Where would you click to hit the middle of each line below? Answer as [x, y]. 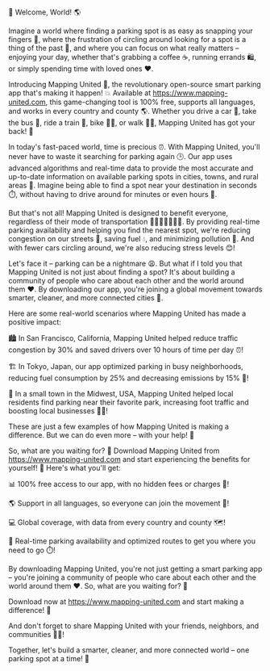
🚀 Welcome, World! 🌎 [45, 12]
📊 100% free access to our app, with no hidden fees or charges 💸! [119, 484]
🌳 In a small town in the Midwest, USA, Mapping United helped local [121, 394]
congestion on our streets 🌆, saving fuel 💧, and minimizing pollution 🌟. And [131, 239]
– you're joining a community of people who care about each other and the [132, 577]
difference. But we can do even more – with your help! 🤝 [102, 435]
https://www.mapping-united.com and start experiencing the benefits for [129, 459]
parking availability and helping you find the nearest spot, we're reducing [130, 230]
